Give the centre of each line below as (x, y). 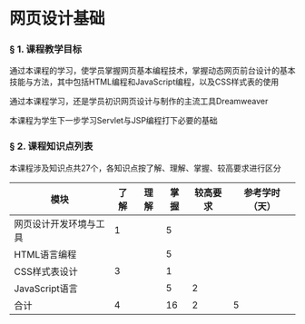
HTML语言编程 (45, 254)
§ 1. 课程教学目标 (46, 49)
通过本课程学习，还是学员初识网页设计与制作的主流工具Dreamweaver (139, 102)
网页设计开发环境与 (55, 223)
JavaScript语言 (46, 289)
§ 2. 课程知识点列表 (51, 146)
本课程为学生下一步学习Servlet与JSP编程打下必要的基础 (113, 121)
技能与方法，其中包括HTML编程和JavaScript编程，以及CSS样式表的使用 (144, 82)
